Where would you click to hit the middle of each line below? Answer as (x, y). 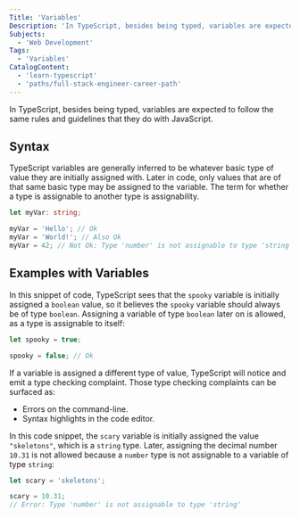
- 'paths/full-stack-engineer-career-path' (99, 84)
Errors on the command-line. (75, 409)
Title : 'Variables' (46, 17)
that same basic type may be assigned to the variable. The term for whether (149, 187)
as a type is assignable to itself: (67, 323)
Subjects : (28, 34)
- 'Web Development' (55, 42)
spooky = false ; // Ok (51, 356)
